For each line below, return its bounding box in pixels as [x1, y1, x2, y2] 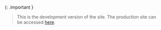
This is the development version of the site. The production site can [16, 14, 156, 19]
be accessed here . [16, 19, 55, 25]
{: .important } [4, 4, 33, 10]
